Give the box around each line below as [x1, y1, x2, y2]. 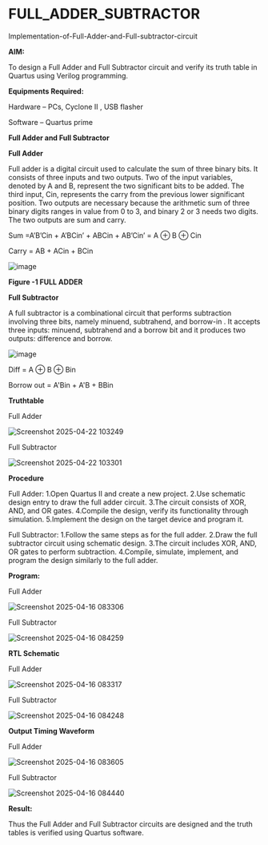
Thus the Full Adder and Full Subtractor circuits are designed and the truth [8, 819, 254, 829]
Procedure [8, 473, 44, 483]
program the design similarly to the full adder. [8, 555, 158, 565]
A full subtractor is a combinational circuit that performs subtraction [8, 308, 232, 317]
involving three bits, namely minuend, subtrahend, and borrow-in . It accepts [8, 316, 261, 326]
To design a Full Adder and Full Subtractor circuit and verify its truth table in [8, 62, 258, 72]
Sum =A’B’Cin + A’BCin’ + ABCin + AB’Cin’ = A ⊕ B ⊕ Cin [8, 230, 202, 240]
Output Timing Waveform [8, 726, 94, 735]
